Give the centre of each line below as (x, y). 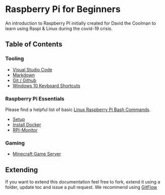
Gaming (15, 143)
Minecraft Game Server (37, 154)
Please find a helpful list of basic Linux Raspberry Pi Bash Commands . (78, 110)
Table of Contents (34, 44)
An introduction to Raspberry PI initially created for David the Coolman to (80, 23)
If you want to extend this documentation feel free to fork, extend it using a (83, 182)
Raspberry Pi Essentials (35, 99)
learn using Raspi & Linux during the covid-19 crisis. (59, 28)
